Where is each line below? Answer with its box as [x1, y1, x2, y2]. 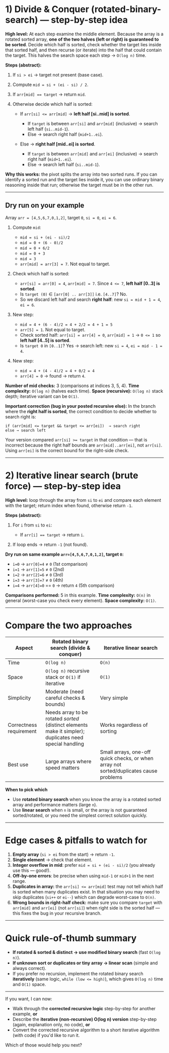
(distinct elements [45, 721, 88, 728]
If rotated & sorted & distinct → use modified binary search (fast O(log [12, 949, 161, 955]
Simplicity [8, 694, 31, 701]
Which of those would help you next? [5, 1042, 82, 1048]
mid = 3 [20, 256, 36, 261]
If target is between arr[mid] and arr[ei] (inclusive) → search [27, 151, 158, 157]
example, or [12, 1011, 38, 1017]
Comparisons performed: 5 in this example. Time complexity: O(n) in [5, 592, 151, 598]
